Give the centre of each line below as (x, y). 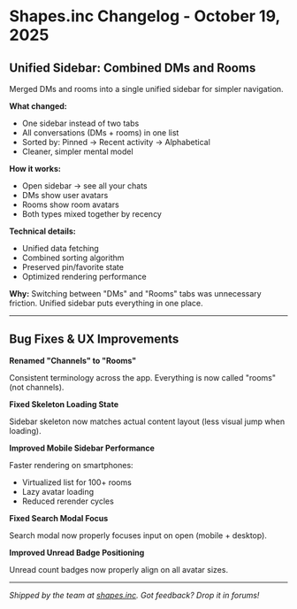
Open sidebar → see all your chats (84, 186)
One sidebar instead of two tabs (80, 123)
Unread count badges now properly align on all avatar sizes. (118, 569)
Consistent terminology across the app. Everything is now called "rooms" (143, 377)
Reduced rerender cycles (68, 501)
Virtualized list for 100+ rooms (77, 482)
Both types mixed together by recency (91, 214)
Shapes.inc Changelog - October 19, (145, 16)
